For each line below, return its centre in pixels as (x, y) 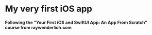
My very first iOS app (49, 9)
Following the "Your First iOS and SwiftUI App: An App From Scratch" (76, 22)
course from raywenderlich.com (38, 27)
